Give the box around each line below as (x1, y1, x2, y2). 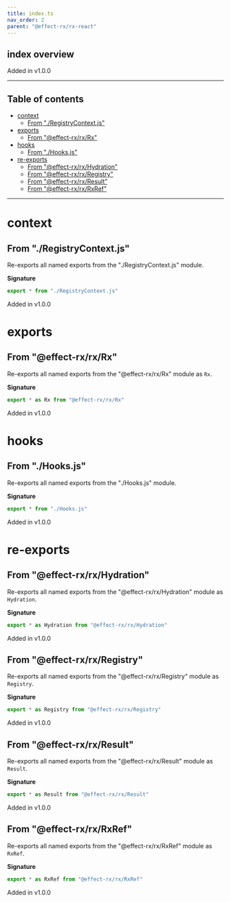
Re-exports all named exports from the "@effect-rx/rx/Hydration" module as (7, 587, 223, 596)
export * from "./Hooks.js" (7, 505, 88, 512)
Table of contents (7, 93, 84, 105)
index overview (7, 48, 74, 60)
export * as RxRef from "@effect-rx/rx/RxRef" (7, 876, 143, 883)
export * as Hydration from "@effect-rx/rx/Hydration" (7, 622, 168, 628)
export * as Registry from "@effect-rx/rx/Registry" (7, 706, 162, 713)
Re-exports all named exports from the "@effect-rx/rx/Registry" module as (7, 673, 219, 681)
